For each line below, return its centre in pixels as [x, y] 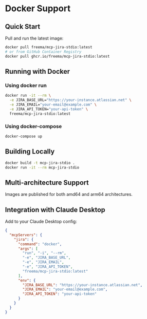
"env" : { [27, 280]
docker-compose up [24, 136]
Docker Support [38, 9]
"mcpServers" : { [26, 235]
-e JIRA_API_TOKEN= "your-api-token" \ [49, 109]
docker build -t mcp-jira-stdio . [40, 163]
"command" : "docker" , [40, 244]
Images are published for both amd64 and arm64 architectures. [69, 194]
